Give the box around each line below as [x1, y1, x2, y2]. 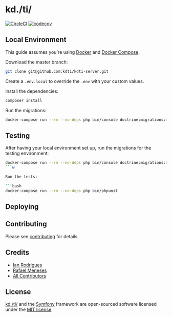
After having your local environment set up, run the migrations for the [5, 145, 152, 151]
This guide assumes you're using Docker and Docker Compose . [5, 49, 140, 55]
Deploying [5, 202, 39, 211]
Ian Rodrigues [12, 262, 42, 268]
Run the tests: [5, 174, 38, 179]
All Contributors [12, 272, 46, 279]
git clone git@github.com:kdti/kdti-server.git [5, 69, 109, 74]
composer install [5, 98, 42, 103]
